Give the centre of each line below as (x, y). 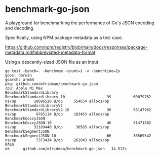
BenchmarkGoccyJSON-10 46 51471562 (78, 123)
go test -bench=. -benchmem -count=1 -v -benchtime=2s (63, 71)
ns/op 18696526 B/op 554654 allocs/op (57, 101)
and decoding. (20, 28)
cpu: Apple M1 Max (24, 88)
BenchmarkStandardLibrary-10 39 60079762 (78, 97)
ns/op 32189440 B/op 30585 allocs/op (57, 127)
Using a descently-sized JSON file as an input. (52, 62)
